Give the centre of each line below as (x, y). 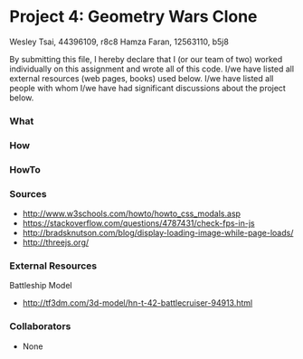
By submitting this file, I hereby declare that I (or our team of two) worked (146, 59)
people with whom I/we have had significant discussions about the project (148, 88)
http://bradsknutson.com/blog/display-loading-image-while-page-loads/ (158, 233)
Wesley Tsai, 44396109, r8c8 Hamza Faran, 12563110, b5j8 (119, 42)
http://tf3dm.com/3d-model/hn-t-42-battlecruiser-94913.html (137, 303)
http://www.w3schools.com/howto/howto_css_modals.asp (132, 213)
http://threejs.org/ (56, 242)
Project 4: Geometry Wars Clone (133, 17)
